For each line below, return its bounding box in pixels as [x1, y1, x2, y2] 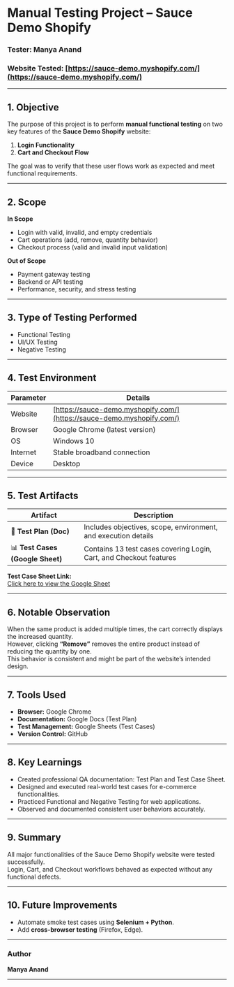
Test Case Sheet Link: [7, 572, 72, 581]
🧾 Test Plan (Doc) [10, 526, 70, 536]
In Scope [7, 215, 33, 223]
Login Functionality [17, 141, 75, 150]
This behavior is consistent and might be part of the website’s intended [7, 655, 211, 663]
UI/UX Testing [17, 338, 58, 346]
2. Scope [7, 196, 47, 208]
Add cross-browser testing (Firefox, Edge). [17, 925, 143, 934]
